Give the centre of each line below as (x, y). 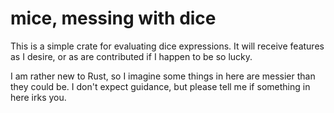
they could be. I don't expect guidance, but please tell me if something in (160, 86)
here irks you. (38, 97)
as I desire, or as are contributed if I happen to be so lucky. (131, 56)
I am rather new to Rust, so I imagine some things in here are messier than (163, 76)
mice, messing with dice (113, 18)
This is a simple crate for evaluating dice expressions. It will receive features (167, 46)
